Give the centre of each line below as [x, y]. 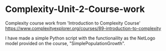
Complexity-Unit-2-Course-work [75, 9]
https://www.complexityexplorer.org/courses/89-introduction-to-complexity [83, 28]
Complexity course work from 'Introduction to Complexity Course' [73, 23]
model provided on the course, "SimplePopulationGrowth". [65, 43]
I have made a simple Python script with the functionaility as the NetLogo [80, 38]
